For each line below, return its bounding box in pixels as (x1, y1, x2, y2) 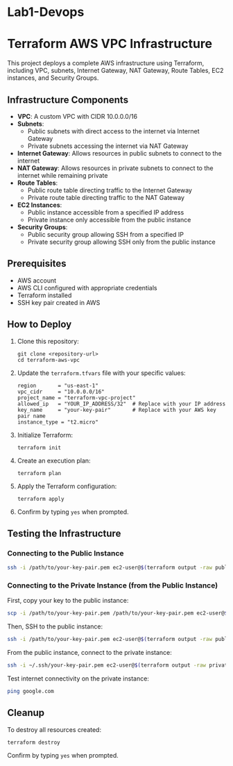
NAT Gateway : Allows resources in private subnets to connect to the (17, 164, 214, 172)
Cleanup (7, 707, 45, 719)
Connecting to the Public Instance (7, 548, 124, 558)
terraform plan (17, 469, 62, 476)
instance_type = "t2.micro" (17, 418, 98, 426)
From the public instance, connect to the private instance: (7, 649, 172, 657)
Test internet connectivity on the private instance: (7, 674, 149, 683)
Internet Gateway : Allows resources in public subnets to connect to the (17, 149, 222, 157)
